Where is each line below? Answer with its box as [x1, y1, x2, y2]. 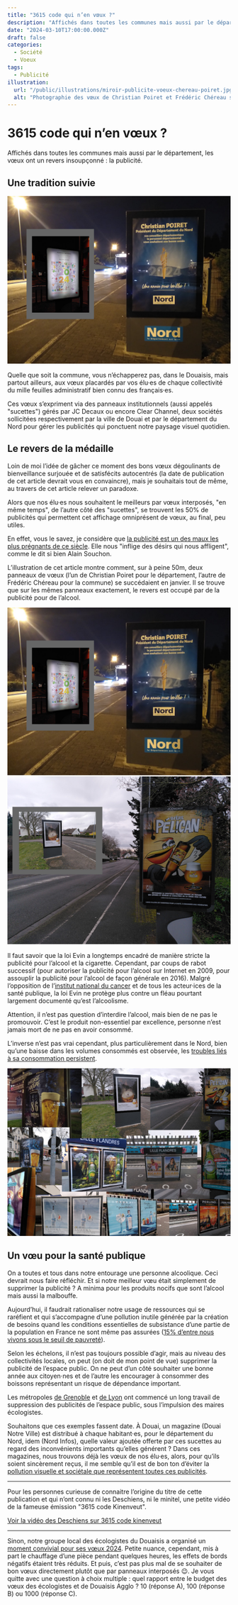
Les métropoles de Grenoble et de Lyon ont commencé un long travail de [7, 1393, 220, 1401]
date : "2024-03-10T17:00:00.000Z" [7, 26, 110, 33]
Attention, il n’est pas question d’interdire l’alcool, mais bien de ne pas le [7, 1010, 217, 1018]
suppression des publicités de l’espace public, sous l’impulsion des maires [7, 1400, 225, 1408]
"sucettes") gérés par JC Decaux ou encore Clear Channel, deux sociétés [7, 407, 223, 415]
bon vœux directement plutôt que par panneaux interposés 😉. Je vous [7, 1567, 215, 1575]
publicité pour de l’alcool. [7, 593, 81, 602]
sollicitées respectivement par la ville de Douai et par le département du [7, 415, 217, 423]
